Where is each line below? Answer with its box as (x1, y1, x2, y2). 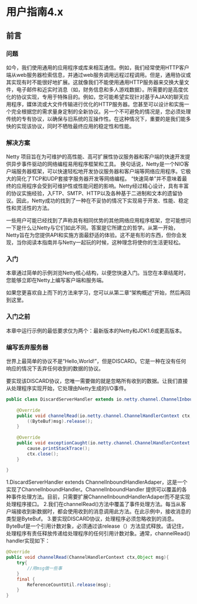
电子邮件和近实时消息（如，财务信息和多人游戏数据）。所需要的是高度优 (16, 86, 189, 93)
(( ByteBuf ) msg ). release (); (27, 418, 93, 424)
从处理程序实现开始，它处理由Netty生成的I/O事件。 (6, 385, 130, 392)
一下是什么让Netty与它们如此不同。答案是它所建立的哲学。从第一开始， (6, 224, 179, 232)
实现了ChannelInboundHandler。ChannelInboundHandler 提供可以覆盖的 (6, 486, 182, 493)
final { (16, 576, 35, 582)
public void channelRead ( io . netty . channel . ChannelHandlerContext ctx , (16, 413, 193, 419)
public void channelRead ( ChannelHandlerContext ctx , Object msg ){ (6, 555, 169, 561)
